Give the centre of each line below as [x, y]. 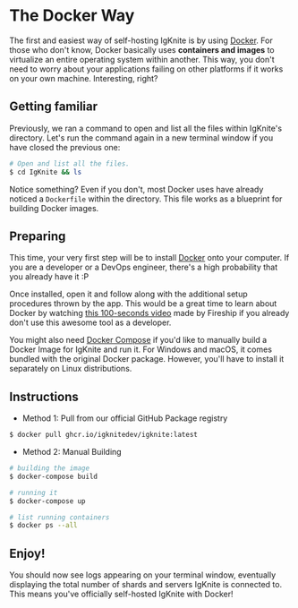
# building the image [50, 468]
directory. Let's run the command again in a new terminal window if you [141, 137]
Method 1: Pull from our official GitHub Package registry [125, 418]
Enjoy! [27, 553]
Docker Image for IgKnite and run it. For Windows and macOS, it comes [141, 349]
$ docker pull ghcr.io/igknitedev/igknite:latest [104, 435]
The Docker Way [72, 16]
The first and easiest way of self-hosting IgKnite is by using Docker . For [141, 40]
